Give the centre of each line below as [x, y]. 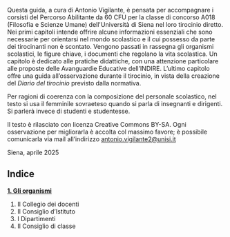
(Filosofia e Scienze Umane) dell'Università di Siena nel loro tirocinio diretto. [115, 24]
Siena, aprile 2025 [33, 152]
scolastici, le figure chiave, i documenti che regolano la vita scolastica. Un [112, 54]
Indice [21, 174]
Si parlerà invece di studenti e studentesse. [69, 111]
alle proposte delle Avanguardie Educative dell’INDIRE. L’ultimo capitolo [108, 69]
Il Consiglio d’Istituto [46, 211]
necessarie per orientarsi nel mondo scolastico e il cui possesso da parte [111, 39]
